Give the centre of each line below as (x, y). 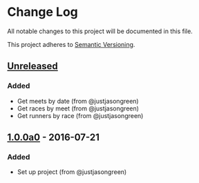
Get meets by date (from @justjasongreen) (78, 101)
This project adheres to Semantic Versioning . (71, 44)
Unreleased (33, 66)
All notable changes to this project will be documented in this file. (100, 31)
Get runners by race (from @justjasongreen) (80, 115)
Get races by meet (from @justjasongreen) (78, 108)
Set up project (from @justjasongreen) (72, 172)
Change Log (42, 12)
